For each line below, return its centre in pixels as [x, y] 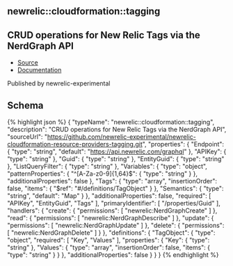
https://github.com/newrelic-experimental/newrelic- [122, 137]
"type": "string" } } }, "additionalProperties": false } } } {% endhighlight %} [113, 255]
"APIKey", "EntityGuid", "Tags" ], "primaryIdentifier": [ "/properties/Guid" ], [114, 203]
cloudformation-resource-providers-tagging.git [75, 144]
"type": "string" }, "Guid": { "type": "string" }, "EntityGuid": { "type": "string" [116, 159]
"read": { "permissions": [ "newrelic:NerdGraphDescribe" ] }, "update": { [111, 218]
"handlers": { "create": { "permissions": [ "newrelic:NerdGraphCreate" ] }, [112, 210]
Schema [25, 105]
